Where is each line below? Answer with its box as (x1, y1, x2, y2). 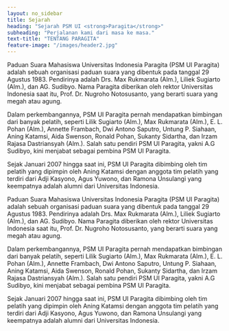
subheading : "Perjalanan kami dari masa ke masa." (7, 29, 155, 36)
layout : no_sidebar (7, 10, 63, 17)
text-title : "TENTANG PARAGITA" (7, 36, 99, 42)
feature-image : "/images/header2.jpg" (7, 42, 118, 49)
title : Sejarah (7, 16, 51, 23)
